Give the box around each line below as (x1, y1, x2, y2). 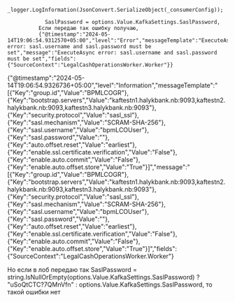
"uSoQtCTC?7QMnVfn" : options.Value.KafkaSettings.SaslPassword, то (7, 280, 213, 289)
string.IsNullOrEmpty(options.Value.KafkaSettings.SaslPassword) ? (7, 273, 200, 281)
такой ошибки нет (7, 288, 61, 296)
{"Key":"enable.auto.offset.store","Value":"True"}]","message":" (7, 163, 190, 171)
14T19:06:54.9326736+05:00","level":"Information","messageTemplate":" (7, 81, 218, 89)
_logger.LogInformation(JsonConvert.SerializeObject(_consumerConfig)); (7, 6, 224, 13)
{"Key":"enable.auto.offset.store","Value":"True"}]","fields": (7, 245, 177, 252)
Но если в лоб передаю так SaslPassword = (7, 266, 138, 273)
